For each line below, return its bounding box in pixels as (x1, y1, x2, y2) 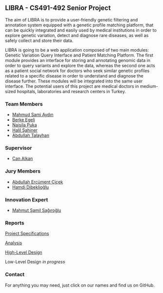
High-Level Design (5, 250, 42, 255)
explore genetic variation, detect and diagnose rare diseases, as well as (5, 32, 149, 38)
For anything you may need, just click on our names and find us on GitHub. (5, 282, 155, 288)
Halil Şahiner (12, 127, 38, 133)
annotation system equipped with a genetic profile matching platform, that (5, 22, 154, 28)
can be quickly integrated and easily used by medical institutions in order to (5, 27, 157, 33)
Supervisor (5, 145, 32, 152)
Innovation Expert (5, 196, 48, 203)
